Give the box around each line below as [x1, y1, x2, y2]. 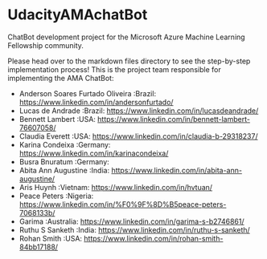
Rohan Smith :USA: [18, 233, 82, 243]
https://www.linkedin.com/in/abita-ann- [111, 165, 243, 175]
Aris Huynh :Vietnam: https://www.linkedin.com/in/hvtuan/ [18, 182, 213, 192]
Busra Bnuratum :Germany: [18, 156, 109, 166]
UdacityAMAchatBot [7, 6, 148, 24]
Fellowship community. [7, 40, 84, 50]
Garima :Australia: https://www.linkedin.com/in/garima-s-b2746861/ [18, 217, 244, 226]
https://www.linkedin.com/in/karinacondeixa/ [18, 148, 169, 158]
